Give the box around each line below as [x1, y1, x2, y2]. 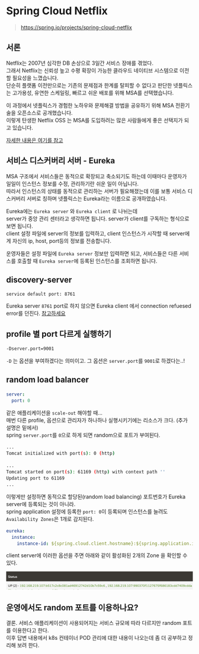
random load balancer [6, 375, 89, 385]
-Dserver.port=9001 [6, 346, 54, 352]
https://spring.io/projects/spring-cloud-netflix [20, 24, 132, 31]
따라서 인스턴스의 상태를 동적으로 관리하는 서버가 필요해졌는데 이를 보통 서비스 [6, 187, 187, 194]
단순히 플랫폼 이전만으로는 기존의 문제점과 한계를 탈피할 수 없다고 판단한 [6, 81, 172, 89]
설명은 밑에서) [6, 424, 38, 431]
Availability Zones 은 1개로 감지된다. [6, 515, 94, 522]
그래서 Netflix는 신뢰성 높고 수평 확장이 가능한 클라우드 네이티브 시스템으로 [6, 67, 179, 74]
